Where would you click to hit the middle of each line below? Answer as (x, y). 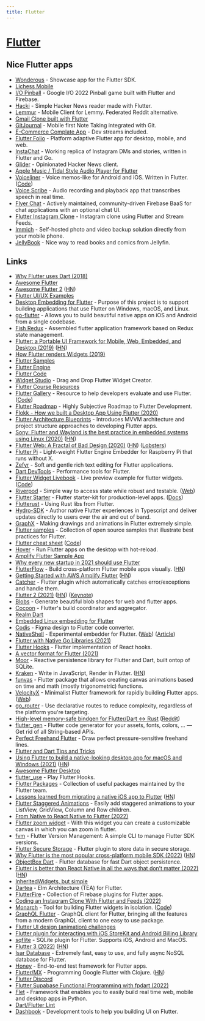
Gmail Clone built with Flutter (52, 119)
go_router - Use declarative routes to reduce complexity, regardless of (104, 706)
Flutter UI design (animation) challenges (65, 927)
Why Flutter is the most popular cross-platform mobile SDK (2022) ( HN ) (106, 856)
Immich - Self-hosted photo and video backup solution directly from (100, 229)
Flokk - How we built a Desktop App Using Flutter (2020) (87, 413)
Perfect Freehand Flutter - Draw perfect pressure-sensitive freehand (101, 738)
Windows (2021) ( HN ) (42, 764)
